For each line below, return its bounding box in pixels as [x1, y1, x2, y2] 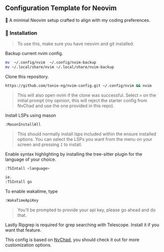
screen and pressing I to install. [17, 141, 83, 147]
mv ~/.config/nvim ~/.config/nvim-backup [5, 60, 97, 65]
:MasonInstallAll [5, 122, 41, 127]
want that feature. [5, 227, 42, 233]
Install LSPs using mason [5, 112, 56, 118]
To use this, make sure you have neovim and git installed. [17, 41, 134, 47]
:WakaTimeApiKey [5, 198, 39, 203]
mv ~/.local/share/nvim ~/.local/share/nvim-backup [5, 64, 114, 69]
